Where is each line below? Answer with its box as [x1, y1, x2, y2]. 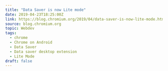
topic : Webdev [5, 26, 35, 31]
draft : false [5, 58, 32, 63]
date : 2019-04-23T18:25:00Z [5, 12, 64, 17]
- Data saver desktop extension [9, 49, 77, 54]
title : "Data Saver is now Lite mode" [5, 7, 86, 12]
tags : [5, 30, 16, 35]
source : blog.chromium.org [5, 21, 61, 26]
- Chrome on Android [9, 40, 52, 45]
